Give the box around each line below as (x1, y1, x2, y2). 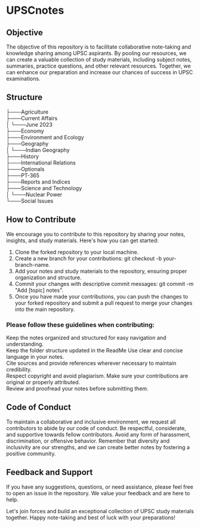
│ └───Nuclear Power (6, 191, 63, 198)
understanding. (6, 340, 44, 348)
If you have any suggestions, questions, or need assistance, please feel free (6, 483, 193, 491)
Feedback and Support (6, 467, 93, 477)
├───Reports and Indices (6, 178, 70, 185)
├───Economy (6, 127, 45, 135)
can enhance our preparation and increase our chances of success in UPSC (6, 69, 193, 75)
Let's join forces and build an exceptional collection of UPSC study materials (6, 507, 194, 514)
